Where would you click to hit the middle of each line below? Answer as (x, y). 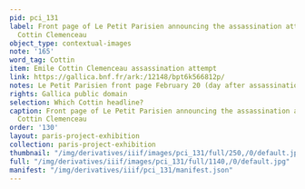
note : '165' (32, 52)
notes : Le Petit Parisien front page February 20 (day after (128, 85)
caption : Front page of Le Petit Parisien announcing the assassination (150, 111)
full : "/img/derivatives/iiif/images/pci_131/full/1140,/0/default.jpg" (150, 161)
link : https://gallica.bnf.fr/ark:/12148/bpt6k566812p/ (117, 77)
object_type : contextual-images (70, 43)
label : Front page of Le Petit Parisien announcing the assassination (146, 26)
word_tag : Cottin (42, 60)
